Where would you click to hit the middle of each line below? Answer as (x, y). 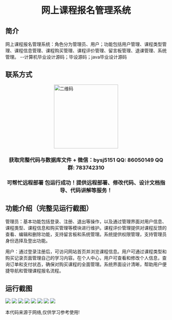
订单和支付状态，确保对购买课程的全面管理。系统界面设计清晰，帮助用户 (86, 264)
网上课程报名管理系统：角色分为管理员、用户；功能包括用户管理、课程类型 (84, 44)
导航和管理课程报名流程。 (37, 271)
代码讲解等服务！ (91, 190)
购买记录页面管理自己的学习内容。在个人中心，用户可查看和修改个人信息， (84, 258)
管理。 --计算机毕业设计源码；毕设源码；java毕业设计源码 (66, 57)
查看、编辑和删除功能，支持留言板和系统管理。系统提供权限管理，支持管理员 (86, 234)
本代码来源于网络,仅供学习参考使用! (43, 312)
